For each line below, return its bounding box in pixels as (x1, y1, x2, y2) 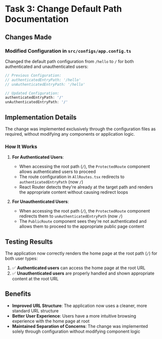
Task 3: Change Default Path (5, 3, 122, 15)
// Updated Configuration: (5, 91, 59, 95)
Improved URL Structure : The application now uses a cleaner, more (12, 303, 147, 308)
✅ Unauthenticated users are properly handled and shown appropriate (12, 270, 155, 277)
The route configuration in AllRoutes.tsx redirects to (19, 174, 125, 180)
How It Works (5, 143, 38, 150)
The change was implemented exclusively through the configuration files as (5, 126, 156, 132)
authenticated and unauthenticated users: (5, 63, 88, 69)
